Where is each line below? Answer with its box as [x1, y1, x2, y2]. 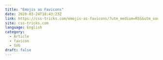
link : [5, 16, 16, 21]
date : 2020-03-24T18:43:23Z [5, 12, 62, 16]
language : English [5, 25, 42, 30]
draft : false [5, 47, 32, 52]
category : [5, 30, 25, 34]
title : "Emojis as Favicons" [5, 7, 64, 12]
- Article [9, 34, 29, 39]
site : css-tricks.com [5, 20, 49, 26]
